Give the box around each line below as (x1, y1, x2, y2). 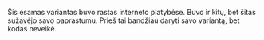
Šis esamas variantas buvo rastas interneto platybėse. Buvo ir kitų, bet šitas (7, 8, 256, 16)
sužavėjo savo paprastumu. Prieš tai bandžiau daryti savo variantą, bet (7, 16, 240, 25)
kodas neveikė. (7, 24, 57, 33)
